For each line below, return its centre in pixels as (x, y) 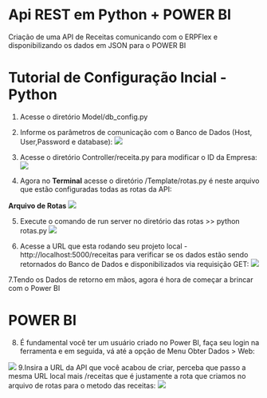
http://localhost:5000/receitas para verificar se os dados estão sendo (134, 254)
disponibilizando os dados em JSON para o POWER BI (97, 45)
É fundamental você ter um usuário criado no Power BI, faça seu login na (139, 342)
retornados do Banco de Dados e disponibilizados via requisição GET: (134, 264)
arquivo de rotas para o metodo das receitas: (82, 385)
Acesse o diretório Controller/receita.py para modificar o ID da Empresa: (138, 157)
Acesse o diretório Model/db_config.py (84, 117)
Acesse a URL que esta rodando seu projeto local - (104, 246)
